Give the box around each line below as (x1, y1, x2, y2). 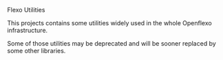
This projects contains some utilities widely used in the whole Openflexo (7, 19, 212, 27)
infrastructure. (7, 27, 48, 34)
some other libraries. (7, 47, 66, 55)
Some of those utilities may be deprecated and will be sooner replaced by (7, 40, 217, 47)
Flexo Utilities (7, 6, 45, 14)
